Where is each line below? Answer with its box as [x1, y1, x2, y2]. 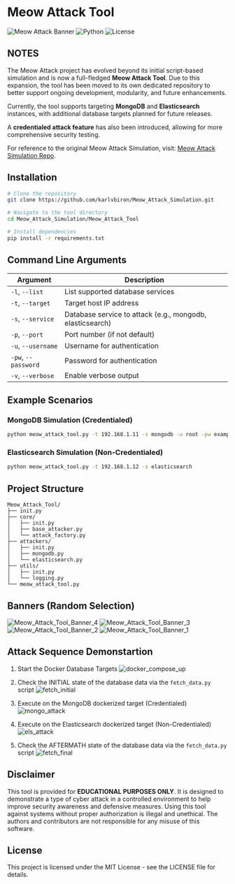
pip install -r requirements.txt [7, 235, 105, 242]
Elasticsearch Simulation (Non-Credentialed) [7, 448, 164, 458]
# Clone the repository [7, 190, 77, 197]
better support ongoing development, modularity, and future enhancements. [7, 88, 227, 96]
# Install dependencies [7, 229, 77, 236]
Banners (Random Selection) [7, 600, 135, 611]
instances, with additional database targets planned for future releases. [7, 109, 213, 117]
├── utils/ [7, 563, 39, 570]
